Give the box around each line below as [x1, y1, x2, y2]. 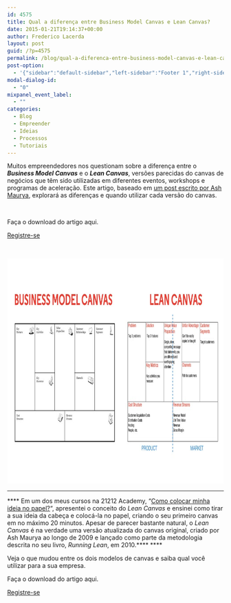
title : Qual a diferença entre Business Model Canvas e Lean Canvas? [7, 18, 211, 26]
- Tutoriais [13, 142, 48, 149]
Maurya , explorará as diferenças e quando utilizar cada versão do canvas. [7, 191, 217, 199]
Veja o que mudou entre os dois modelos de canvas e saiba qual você [7, 554, 206, 562]
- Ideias [13, 128, 38, 135]
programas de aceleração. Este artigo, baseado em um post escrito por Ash [7, 184, 222, 192]
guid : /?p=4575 [7, 48, 51, 55]
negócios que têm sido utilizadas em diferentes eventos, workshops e [7, 177, 206, 185]
